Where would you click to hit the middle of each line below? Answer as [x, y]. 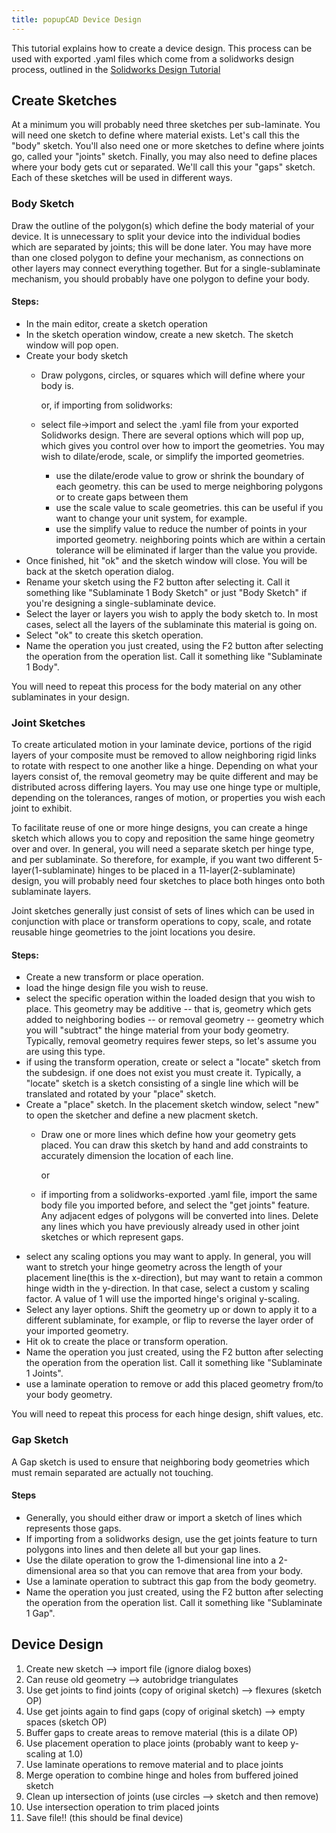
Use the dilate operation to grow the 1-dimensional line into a [151, 1560]
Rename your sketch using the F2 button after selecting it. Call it [158, 582]
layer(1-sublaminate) [53, 870]
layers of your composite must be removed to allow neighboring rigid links [164, 755]
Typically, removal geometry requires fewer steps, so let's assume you [171, 1041]
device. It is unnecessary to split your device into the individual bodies [156, 236]
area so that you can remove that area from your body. [191, 1570]
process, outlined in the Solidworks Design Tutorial [116, 69]
